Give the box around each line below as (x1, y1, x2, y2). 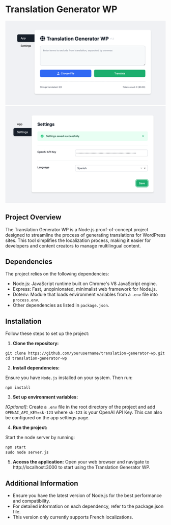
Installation (5, 317, 42, 326)
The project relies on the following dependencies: (5, 271, 109, 277)
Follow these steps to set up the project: (5, 330, 90, 336)
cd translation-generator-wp (5, 356, 67, 361)
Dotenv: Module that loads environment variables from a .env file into (12, 291, 158, 298)
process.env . (12, 297, 40, 303)
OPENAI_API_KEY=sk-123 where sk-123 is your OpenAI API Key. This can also (5, 409, 163, 415)
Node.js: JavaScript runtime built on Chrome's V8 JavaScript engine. (12, 281, 157, 287)
